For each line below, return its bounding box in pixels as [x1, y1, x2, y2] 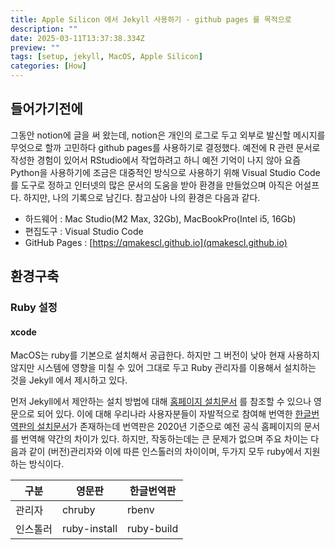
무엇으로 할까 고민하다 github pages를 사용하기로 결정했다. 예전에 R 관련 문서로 [10, 141, 321, 153]
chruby [61, 503, 96, 517]
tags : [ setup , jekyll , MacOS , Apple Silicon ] [10, 52, 203, 62]
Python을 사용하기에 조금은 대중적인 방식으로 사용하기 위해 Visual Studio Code [10, 166, 321, 178]
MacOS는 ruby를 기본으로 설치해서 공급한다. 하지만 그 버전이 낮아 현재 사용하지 [10, 349, 320, 361]
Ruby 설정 [10, 301, 58, 315]
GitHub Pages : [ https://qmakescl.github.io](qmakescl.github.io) [24, 236, 288, 248]
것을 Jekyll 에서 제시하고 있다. [10, 374, 128, 386]
